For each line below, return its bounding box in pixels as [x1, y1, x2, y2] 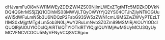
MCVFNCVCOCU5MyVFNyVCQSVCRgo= [5, 30, 89, 35]
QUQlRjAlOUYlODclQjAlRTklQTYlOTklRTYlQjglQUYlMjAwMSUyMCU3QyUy [5, 25, 157, 30]
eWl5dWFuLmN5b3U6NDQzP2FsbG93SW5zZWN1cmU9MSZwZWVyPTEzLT [5, 14, 160, 20]
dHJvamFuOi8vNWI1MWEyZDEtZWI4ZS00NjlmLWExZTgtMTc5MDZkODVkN [5, 4, 160, 10]
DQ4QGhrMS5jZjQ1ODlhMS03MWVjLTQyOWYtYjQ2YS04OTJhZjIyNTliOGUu [5, 9, 160, 15]
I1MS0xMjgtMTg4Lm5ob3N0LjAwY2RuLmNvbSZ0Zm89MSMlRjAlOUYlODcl [5, 19, 158, 25]
